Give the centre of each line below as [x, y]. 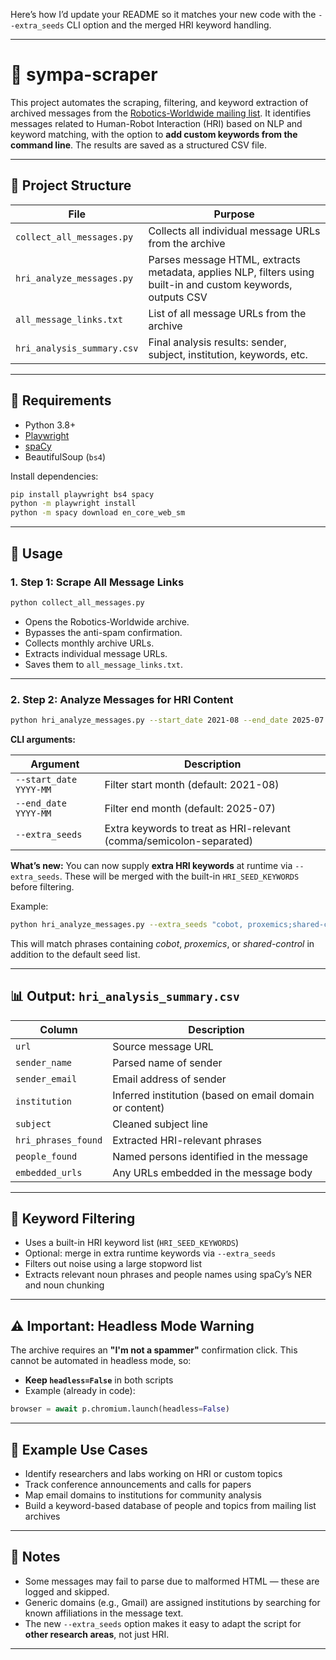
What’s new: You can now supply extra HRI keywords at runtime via [151, 865]
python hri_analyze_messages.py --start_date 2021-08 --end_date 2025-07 [167, 720]
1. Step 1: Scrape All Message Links [97, 582]
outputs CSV [178, 297]
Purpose [234, 214]
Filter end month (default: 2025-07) [190, 808]
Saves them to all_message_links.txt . [103, 664]
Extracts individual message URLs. [96, 653]
